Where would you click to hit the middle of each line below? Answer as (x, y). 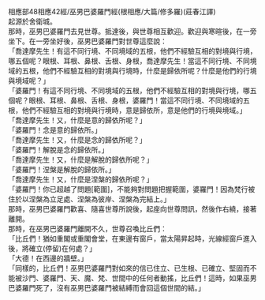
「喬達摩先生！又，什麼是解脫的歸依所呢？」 (81, 159)
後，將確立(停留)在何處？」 (52, 248)
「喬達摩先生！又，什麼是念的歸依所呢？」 (77, 140)
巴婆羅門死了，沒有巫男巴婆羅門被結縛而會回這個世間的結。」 (106, 288)
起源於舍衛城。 (32, 21)
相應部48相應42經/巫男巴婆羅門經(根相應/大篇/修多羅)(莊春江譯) (112, 11)
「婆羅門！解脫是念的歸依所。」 (58, 150)
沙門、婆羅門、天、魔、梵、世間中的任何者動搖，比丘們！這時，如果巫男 (139, 278)
